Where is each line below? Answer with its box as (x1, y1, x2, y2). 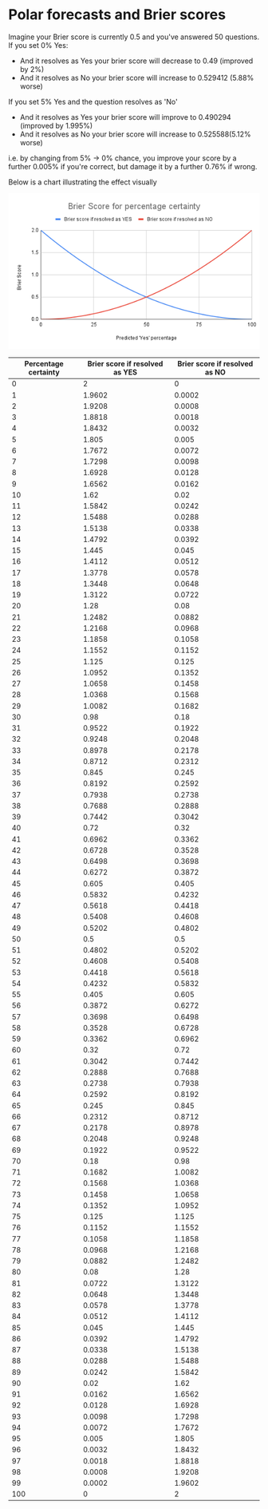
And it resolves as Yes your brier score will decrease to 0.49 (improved (19, 56, 254, 65)
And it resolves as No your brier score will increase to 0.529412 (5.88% (19, 73, 254, 82)
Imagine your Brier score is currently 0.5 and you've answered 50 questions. (8, 32, 260, 42)
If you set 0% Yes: (8, 40, 69, 50)
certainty (28, 367, 60, 377)
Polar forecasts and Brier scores (8, 6, 226, 24)
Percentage (24, 359, 64, 369)
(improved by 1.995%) (19, 121, 93, 130)
